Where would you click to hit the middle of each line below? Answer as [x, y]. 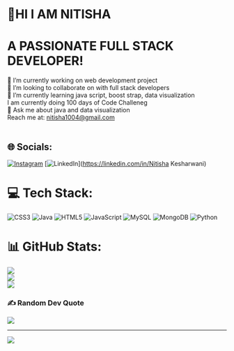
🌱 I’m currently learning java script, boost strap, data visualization [101, 95]
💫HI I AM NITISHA [59, 14]
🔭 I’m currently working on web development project [83, 80]
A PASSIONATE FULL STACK [91, 46]
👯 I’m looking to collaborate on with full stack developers [88, 88]
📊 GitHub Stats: [55, 247]
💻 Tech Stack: [50, 193]
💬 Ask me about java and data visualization [69, 110]
